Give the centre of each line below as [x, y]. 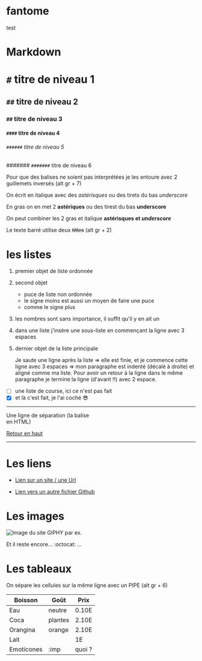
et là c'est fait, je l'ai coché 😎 [51, 398]
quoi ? [84, 650]
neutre [58, 610]
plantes [59, 620]
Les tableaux [39, 569]
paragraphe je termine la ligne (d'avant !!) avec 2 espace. [86, 380]
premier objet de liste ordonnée [54, 271]
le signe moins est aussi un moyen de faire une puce [89, 301]
